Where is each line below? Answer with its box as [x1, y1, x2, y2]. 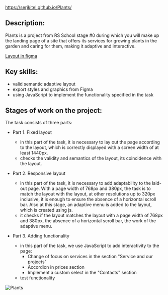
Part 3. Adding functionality [12, 233, 69, 239]
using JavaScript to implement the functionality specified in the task [12, 91, 154, 97]
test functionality [20, 275, 55, 281]
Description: [5, 19, 45, 27]
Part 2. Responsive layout [12, 170, 66, 176]
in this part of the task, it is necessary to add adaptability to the [20, 180, 151, 186]
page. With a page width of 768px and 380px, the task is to [28, 185, 151, 191]
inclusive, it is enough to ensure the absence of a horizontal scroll [20, 196, 156, 203]
